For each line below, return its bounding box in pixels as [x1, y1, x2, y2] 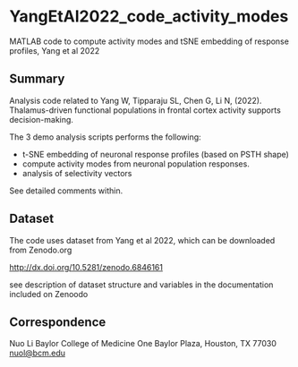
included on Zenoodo [9, 288, 89, 299]
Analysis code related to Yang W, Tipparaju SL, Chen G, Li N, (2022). [9, 95, 262, 106]
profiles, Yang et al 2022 [9, 45, 100, 55]
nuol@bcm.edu [9, 347, 65, 359]
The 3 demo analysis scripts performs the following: [9, 132, 201, 142]
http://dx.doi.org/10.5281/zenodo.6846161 [9, 261, 164, 272]
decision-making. [9, 114, 74, 124]
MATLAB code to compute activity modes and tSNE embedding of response [9, 36, 289, 47]
